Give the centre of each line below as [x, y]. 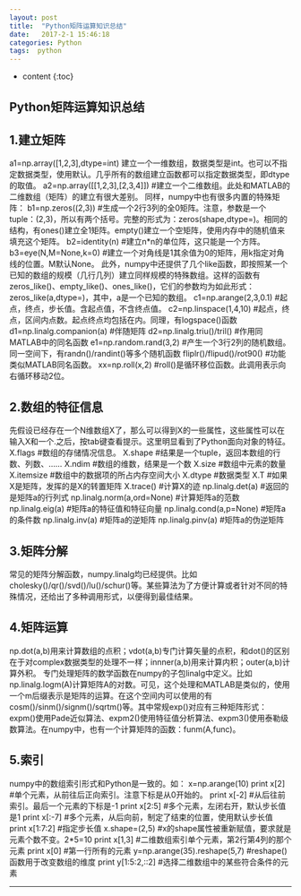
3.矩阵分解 [39, 551]
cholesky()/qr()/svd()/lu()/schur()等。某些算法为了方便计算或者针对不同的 [145, 585]
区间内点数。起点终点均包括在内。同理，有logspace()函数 [131, 320]
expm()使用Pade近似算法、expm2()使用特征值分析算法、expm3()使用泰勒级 [149, 718]
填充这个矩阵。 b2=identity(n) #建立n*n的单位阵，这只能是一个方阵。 [138, 242]
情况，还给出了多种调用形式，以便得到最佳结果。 [107, 596]
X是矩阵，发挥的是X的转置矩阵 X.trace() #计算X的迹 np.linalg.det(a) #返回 [145, 487]
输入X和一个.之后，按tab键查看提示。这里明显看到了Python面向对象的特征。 [150, 442]
